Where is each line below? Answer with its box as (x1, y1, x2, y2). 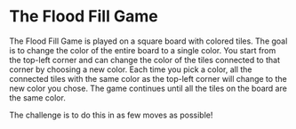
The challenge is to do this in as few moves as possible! (9, 109, 213, 120)
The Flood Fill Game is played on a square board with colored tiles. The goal (9, 36, 288, 46)
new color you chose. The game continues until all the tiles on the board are (9, 83, 287, 93)
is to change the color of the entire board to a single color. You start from (9, 44, 276, 55)
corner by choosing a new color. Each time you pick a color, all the (9, 64, 252, 75)
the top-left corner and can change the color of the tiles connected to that (9, 54, 280, 65)
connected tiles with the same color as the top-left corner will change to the (9, 73, 287, 84)
